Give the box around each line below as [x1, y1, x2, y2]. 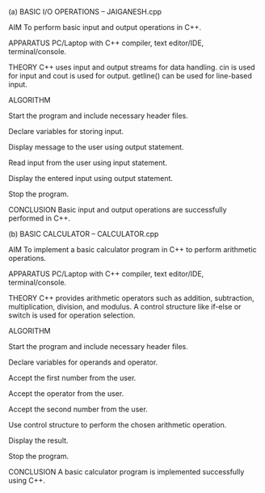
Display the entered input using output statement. [8, 174, 174, 183]
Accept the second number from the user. [8, 404, 148, 414]
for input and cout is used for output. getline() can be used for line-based [8, 71, 252, 80]
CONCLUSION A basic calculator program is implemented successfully [8, 467, 245, 476]
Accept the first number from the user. [8, 373, 137, 382]
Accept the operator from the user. [8, 389, 124, 398]
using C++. [8, 476, 46, 485]
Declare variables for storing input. [8, 127, 124, 136]
